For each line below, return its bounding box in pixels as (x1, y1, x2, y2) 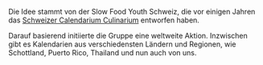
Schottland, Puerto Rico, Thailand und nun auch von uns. (8, 48, 197, 57)
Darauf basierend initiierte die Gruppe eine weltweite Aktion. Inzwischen (8, 31, 248, 40)
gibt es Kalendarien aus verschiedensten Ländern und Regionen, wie (8, 39, 236, 49)
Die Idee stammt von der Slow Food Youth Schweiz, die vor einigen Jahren (8, 7, 256, 16)
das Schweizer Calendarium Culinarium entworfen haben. (8, 15, 199, 25)
